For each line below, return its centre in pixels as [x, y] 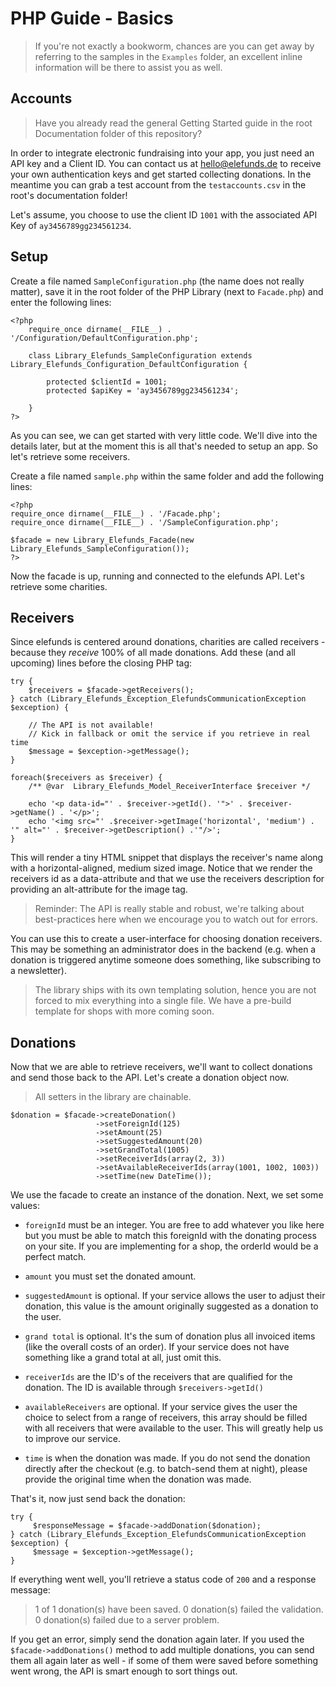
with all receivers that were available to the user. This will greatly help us [174, 1428]
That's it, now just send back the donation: [98, 1499]
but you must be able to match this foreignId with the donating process [170, 1236]
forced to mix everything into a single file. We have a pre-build [163, 1001]
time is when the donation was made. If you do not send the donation [167, 1458]
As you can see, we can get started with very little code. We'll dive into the [164, 435]
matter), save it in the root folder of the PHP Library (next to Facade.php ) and [167, 291]
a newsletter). [38, 971]
